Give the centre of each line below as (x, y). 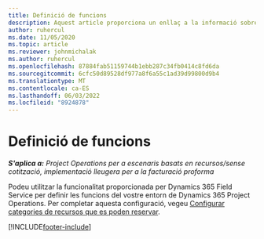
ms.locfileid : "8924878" (49, 103)
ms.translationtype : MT (47, 81)
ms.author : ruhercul (42, 60)
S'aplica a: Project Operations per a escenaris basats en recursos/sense (127, 163)
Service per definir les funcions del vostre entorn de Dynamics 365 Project (129, 195)
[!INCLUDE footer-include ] (50, 227)
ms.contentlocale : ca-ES (49, 88)
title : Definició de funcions (58, 15)
